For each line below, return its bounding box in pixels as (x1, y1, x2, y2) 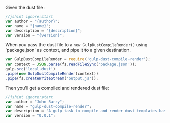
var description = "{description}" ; (5, 28, 82, 33)
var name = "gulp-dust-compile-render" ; (5, 104, 92, 109)
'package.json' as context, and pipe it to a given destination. (5, 47, 131, 53)
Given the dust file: (5, 5, 45, 10)
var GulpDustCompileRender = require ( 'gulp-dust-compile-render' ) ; (5, 57, 151, 62)
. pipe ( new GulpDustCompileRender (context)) (5, 71, 99, 76)
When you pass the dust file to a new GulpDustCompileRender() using (5, 42, 148, 48)
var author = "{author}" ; (5, 19, 60, 24)
